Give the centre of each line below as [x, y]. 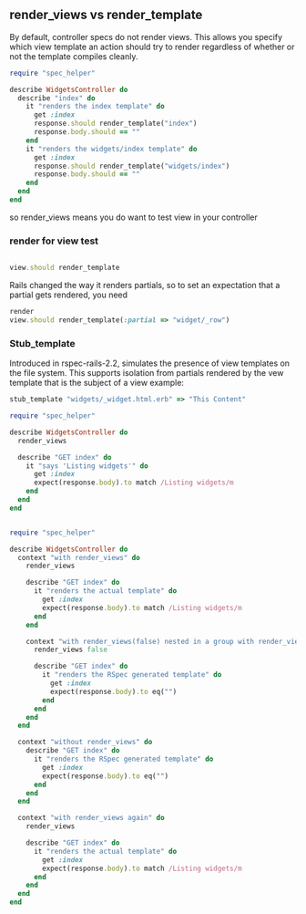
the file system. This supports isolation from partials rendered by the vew [147, 373]
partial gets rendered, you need [69, 295]
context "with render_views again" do [92, 818]
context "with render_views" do [79, 557]
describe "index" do [56, 98]
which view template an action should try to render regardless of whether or [152, 47]
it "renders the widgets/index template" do [112, 149]
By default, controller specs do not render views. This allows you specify [146, 36]
